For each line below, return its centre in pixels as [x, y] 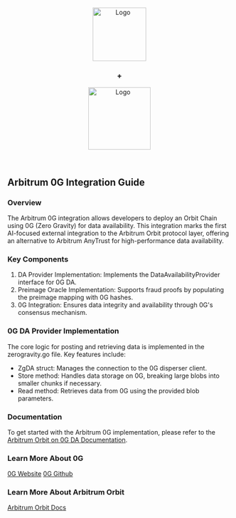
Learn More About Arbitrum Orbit [66, 492]
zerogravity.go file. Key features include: [67, 354]
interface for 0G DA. [47, 282]
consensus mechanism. [52, 313]
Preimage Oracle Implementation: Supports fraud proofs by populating [121, 290]
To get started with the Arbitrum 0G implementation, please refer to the [111, 432]
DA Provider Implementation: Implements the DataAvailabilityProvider [119, 275]
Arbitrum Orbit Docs [37, 508]
